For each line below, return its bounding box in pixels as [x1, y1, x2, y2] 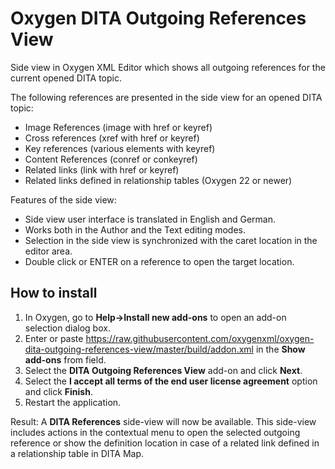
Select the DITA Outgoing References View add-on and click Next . [24, 364, 303, 376]
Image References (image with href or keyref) [24, 121, 213, 133]
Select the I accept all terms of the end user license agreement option [24, 375, 318, 387]
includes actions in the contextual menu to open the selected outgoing [10, 426, 301, 438]
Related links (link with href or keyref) [24, 163, 180, 176]
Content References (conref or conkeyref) [24, 153, 198, 165]
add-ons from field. [24, 353, 107, 366]
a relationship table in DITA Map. [10, 447, 145, 459]
